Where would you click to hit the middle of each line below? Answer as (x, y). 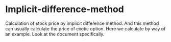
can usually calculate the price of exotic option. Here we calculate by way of (86, 28)
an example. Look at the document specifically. (55, 34)
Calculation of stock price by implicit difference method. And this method (82, 23)
